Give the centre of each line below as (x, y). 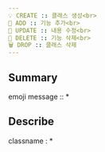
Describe (31, 121)
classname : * (31, 141)
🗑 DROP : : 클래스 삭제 (43, 45)
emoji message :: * (39, 96)
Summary (33, 78)
